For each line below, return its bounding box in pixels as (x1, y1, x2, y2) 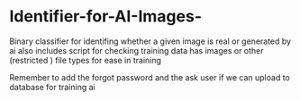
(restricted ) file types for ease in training (9, 55, 162, 65)
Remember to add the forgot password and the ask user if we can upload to (9, 72, 290, 82)
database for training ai (9, 81, 96, 92)
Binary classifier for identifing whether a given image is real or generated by (9, 36, 291, 46)
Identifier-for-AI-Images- (9, 6, 203, 27)
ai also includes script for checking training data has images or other (9, 45, 264, 55)
